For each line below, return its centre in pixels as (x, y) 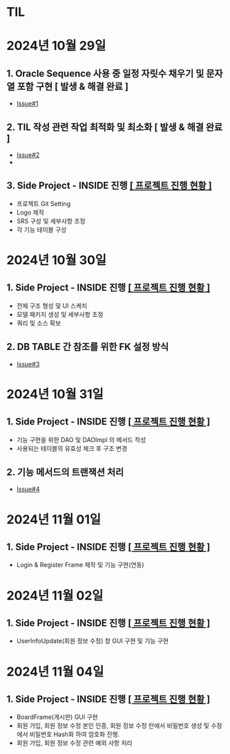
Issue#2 (28, 155)
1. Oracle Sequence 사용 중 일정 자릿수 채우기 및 (105, 73)
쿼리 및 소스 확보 (39, 323)
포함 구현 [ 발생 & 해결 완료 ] (73, 86)
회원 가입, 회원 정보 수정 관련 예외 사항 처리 (74, 743)
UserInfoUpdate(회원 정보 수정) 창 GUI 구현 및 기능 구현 (93, 641)
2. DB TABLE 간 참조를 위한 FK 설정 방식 (88, 347)
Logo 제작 (30, 212)
